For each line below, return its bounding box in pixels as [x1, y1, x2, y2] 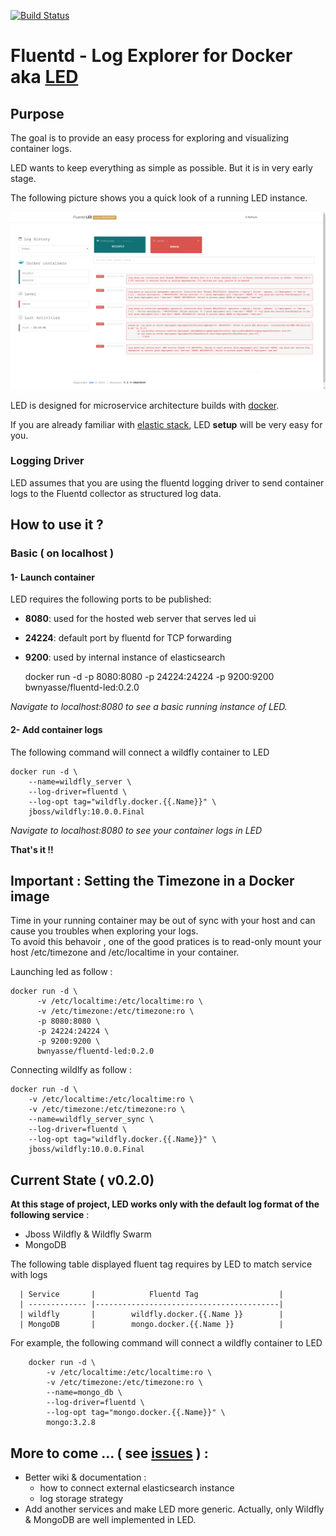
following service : [10, 1209, 90, 1221]
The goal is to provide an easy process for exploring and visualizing [10, 132, 290, 144]
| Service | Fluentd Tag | [19, 1290, 284, 1300]
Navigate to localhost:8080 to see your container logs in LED [10, 824, 263, 836]
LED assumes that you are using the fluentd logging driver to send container [10, 476, 325, 489]
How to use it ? [10, 516, 104, 534]
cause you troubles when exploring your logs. [10, 925, 199, 937]
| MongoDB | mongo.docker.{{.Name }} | [19, 1320, 284, 1330]
